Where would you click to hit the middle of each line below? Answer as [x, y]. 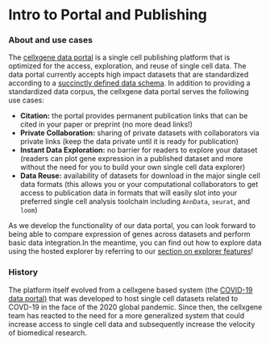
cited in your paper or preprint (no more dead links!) [106, 124]
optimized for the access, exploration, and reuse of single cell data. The [128, 66]
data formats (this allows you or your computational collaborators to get [139, 184]
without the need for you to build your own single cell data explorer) [133, 168]
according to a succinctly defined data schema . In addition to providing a [130, 83]
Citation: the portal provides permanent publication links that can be [134, 116]
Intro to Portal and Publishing [108, 15]
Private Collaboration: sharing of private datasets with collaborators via [139, 133]
